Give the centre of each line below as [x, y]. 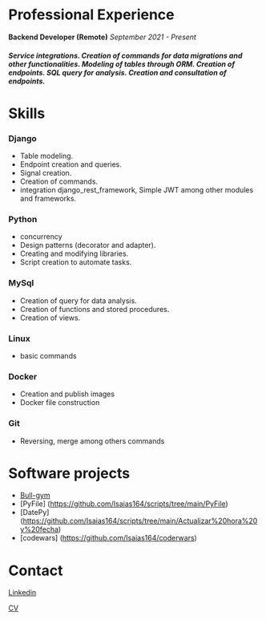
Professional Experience [91, 15]
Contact [36, 570]
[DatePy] [34, 513]
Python [23, 219]
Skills [27, 113]
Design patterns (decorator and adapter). [88, 245]
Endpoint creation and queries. [71, 164]
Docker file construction [60, 403]
